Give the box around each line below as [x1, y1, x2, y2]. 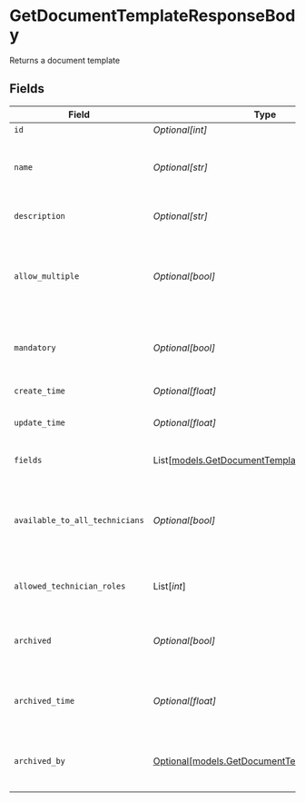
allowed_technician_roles [14, 580, 126, 591]
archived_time [14, 696, 75, 706]
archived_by [14, 756, 66, 766]
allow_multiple [14, 271, 80, 282]
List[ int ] [152, 579, 186, 592]
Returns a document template [9, 54, 121, 65]
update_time [14, 417, 66, 428]
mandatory [14, 342, 56, 352]
